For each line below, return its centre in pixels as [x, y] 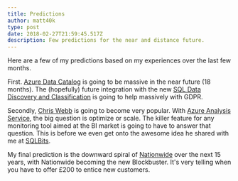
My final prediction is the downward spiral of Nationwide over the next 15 [114, 155]
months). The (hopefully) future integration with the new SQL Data [104, 89]
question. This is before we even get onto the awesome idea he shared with [118, 133]
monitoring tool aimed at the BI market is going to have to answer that [109, 126]
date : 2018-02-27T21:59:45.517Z [55, 34]
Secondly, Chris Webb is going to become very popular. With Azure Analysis [119, 111]
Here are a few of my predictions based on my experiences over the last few [119, 60]
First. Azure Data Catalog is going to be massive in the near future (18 [109, 82]
